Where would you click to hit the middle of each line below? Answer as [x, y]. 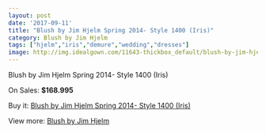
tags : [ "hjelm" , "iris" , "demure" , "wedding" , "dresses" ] [99, 45]
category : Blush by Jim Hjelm [58, 38]
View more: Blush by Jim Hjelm [59, 121]
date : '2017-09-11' [40, 23]
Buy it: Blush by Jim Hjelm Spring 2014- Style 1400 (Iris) [100, 105]
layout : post [30, 15]
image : [19, 52]
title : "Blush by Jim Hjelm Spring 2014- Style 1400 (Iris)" [111, 30]
